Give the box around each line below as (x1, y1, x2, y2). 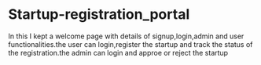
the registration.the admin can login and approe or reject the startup (8, 48, 229, 57)
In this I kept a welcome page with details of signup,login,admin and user (8, 31, 244, 41)
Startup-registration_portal (8, 5, 190, 23)
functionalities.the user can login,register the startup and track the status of (8, 39, 253, 49)
